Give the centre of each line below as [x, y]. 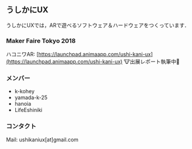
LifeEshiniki [28, 110]
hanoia [23, 104]
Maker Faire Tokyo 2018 [41, 40]
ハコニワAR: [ [22, 55]
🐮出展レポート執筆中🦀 [152, 62]
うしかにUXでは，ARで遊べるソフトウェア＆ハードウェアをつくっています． [98, 25]
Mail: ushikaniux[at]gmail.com [42, 140]
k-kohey [25, 92]
